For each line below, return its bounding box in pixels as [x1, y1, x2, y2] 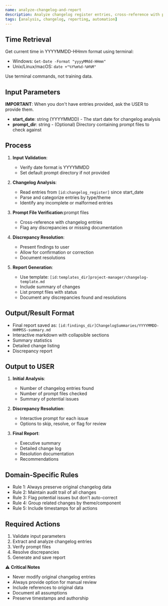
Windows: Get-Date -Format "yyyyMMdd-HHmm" [12, 58, 106, 64]
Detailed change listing [12, 342, 60, 348]
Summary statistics [12, 337, 52, 343]
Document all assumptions [12, 590, 67, 596]
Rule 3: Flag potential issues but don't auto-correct [12, 495, 117, 501]
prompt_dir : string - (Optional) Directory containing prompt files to [12, 121, 150, 127]
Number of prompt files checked [19, 390, 87, 396]
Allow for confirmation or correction [19, 249, 94, 255]
